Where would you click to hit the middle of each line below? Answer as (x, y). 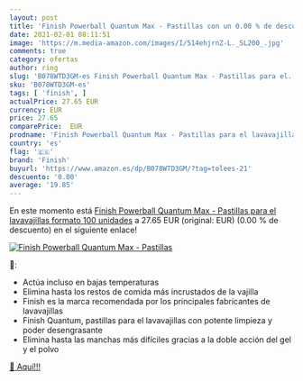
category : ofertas (44, 59)
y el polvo (41, 349)
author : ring (34, 68)
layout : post (34, 18)
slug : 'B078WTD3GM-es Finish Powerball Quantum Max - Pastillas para (143, 77)
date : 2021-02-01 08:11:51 (60, 34)
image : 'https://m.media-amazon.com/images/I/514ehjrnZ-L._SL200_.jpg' (147, 43)
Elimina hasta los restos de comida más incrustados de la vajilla (140, 292)
